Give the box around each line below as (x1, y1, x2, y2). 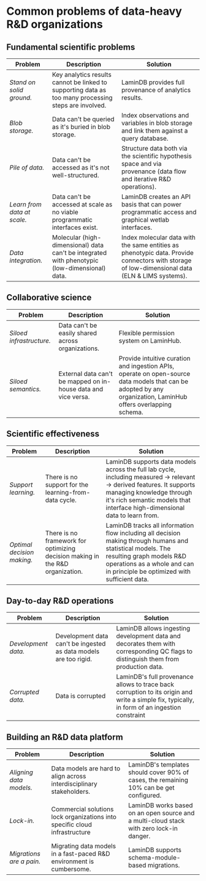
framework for (45, 536, 87, 545)
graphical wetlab (121, 216, 170, 224)
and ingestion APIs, (118, 361, 175, 370)
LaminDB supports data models (105, 457, 196, 466)
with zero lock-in (128, 824, 178, 833)
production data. (116, 662, 164, 671)
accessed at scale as (51, 200, 113, 208)
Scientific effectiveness (6, 429, 100, 439)
